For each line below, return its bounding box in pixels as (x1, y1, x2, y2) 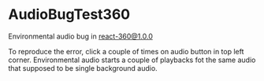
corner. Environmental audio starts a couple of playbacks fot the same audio (8, 55, 256, 64)
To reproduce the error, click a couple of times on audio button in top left (8, 46, 244, 56)
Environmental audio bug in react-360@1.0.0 (8, 31, 154, 41)
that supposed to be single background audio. (8, 63, 158, 72)
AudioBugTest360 (8, 6, 131, 24)
